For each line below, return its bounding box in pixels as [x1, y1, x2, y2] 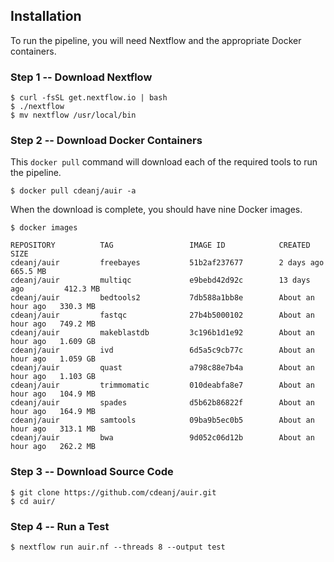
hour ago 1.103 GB [10, 372, 97, 382]
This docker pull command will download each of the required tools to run [10, 156, 318, 168]
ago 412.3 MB [10, 284, 101, 294]
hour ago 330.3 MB [10, 302, 97, 312]
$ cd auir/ [10, 496, 56, 506]
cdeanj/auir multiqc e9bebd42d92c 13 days [10, 275, 311, 286]
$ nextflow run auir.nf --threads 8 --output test [10, 542, 226, 552]
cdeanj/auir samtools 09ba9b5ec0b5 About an [10, 415, 315, 426]
